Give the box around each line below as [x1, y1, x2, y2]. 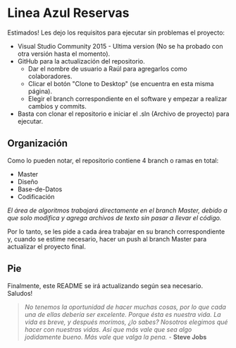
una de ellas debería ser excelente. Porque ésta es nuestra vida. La [24, 310, 221, 318]
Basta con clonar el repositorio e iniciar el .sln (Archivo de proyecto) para [17, 109, 230, 118]
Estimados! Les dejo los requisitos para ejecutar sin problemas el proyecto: [7, 28, 225, 37]
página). [27, 87, 53, 95]
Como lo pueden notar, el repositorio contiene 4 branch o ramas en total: [7, 156, 219, 164]
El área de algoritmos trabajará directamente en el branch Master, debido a [7, 206, 228, 215]
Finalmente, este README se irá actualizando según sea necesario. [7, 281, 203, 290]
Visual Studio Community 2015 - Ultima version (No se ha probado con [17, 42, 223, 50]
